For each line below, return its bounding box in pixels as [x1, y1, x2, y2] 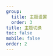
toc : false [6, 30, 33, 36]
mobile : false [6, 36, 41, 41]
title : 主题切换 [6, 24, 42, 31]
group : [6, 8, 22, 15]
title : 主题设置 [11, 14, 48, 20]
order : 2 [6, 41, 27, 47]
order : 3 [11, 19, 33, 25]
